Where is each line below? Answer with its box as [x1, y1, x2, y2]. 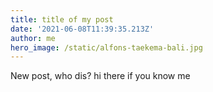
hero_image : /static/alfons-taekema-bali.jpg [10, 42, 203, 53]
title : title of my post [10, 14, 114, 25]
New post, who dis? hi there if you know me [10, 70, 191, 82]
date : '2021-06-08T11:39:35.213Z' [10, 24, 155, 34]
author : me [10, 33, 56, 43]
